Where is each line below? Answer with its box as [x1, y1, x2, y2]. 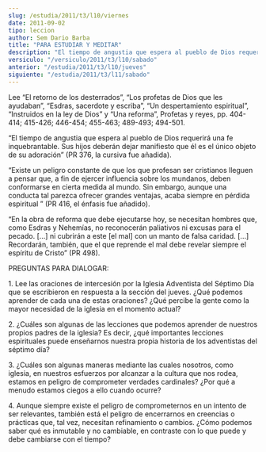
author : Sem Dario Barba [8, 33, 90, 42]
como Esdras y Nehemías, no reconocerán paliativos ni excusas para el [8, 223, 241, 232]
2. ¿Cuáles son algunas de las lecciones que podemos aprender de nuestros [8, 319, 258, 329]
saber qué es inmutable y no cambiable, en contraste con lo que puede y [8, 426, 247, 435]
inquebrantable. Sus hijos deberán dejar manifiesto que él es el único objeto [8, 141, 256, 151]
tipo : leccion [8, 26, 55, 34]
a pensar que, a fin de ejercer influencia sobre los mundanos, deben [8, 174, 231, 183]
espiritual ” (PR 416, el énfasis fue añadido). [8, 199, 150, 209]
